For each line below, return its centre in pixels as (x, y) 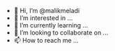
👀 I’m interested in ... (43, 18)
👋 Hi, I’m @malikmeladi (47, 11)
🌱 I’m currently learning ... (51, 25)
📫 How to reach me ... (46, 40)
